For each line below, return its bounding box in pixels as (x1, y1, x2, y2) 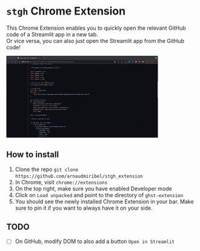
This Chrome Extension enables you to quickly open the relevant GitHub (6, 24, 186, 32)
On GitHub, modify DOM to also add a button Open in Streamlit (15, 238, 175, 245)
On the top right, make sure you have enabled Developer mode (15, 185, 173, 192)
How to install (6, 150, 59, 160)
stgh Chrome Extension (6, 4, 126, 18)
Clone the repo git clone (15, 166, 79, 173)
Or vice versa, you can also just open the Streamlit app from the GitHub (6, 37, 185, 44)
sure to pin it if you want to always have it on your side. (15, 204, 153, 212)
